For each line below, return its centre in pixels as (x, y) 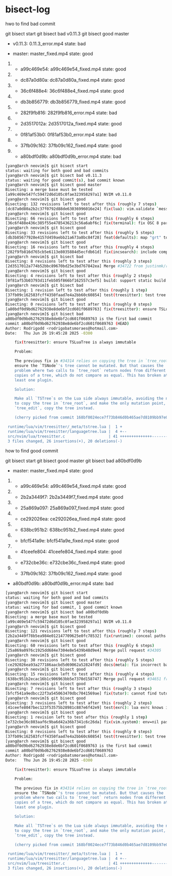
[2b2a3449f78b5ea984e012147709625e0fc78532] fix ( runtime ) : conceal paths (86, 636)
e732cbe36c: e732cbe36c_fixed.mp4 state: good (73, 563)
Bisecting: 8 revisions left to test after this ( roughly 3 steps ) (79, 261)
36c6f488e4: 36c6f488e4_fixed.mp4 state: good (72, 90)
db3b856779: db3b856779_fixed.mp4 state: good (73, 102)
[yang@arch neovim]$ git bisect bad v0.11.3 (53, 175)
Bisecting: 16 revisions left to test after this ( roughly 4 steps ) (80, 247)
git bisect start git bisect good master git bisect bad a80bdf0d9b (74, 461)
